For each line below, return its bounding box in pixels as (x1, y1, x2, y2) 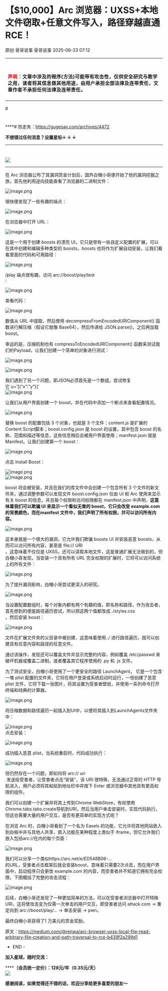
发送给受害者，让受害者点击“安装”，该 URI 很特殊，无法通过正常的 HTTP (6, 776, 156, 782)
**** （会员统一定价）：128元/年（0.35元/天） (5, 964, 98, 970)
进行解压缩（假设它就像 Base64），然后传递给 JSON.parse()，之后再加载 (9, 324, 159, 330)
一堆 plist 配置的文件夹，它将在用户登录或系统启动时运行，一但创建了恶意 (5, 674, 156, 680)
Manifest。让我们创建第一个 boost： (5, 438, 80, 444)
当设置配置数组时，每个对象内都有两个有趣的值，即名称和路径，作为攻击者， (5, 601, 163, 608)
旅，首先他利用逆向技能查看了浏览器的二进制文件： (5, 178, 110, 184)
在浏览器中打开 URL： (5, 219, 50, 225)
